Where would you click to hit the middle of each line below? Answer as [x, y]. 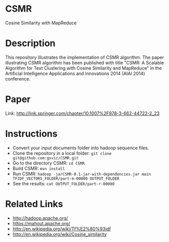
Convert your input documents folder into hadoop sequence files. [81, 148]
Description [30, 43]
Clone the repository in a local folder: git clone [62, 153]
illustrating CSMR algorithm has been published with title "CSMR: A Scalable [85, 63]
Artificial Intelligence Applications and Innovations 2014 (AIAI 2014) [75, 73]
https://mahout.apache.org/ [41, 223]
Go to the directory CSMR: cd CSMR [49, 163]
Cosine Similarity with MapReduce [41, 23]
